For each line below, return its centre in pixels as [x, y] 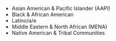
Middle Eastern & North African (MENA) [59, 27]
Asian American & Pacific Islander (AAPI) [61, 8]
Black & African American [42, 14]
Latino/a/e [24, 20]
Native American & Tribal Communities [58, 33]
